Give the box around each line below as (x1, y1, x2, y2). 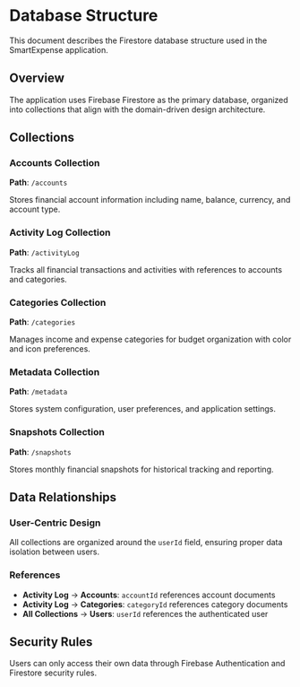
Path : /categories (9, 317, 76, 327)
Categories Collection (9, 296, 107, 309)
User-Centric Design (9, 517, 101, 529)
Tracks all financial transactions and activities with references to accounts (9, 264, 283, 274)
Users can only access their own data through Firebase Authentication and (9, 658, 286, 669)
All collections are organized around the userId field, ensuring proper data (9, 537, 283, 548)
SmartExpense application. (9, 44, 109, 55)
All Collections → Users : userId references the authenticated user (21, 608, 269, 619)
